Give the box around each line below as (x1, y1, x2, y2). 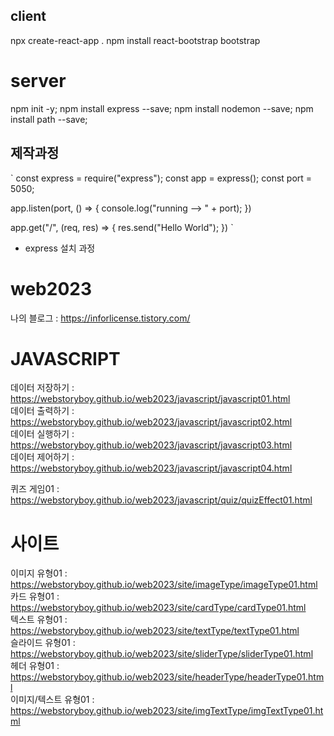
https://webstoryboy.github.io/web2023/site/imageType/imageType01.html (10, 579, 318, 591)
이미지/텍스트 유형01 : (10, 694, 95, 706)
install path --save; (10, 113, 88, 125)
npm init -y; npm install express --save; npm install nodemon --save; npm (10, 102, 314, 114)
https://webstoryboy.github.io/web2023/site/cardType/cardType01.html (10, 602, 307, 614)
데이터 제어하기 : (10, 451, 75, 463)
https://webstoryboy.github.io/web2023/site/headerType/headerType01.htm (10, 671, 325, 683)
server (10, 70, 67, 92)
